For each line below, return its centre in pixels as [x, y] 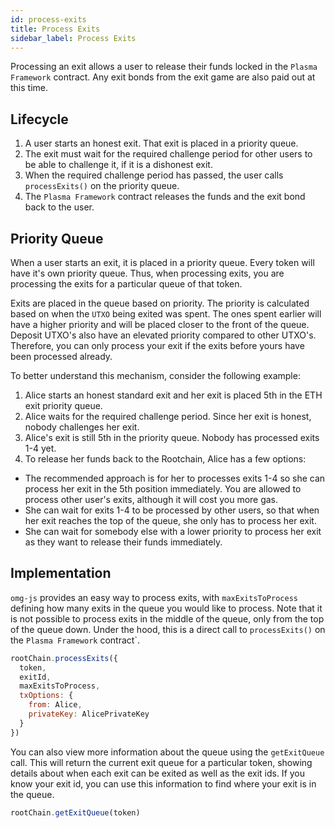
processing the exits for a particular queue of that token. [126, 284]
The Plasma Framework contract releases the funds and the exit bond [165, 197]
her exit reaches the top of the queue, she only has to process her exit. [170, 520]
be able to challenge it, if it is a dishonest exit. [118, 165]
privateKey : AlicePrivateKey [89, 714]
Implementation [61, 573]
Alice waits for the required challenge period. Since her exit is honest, [168, 416]
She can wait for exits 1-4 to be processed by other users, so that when [172, 510]
